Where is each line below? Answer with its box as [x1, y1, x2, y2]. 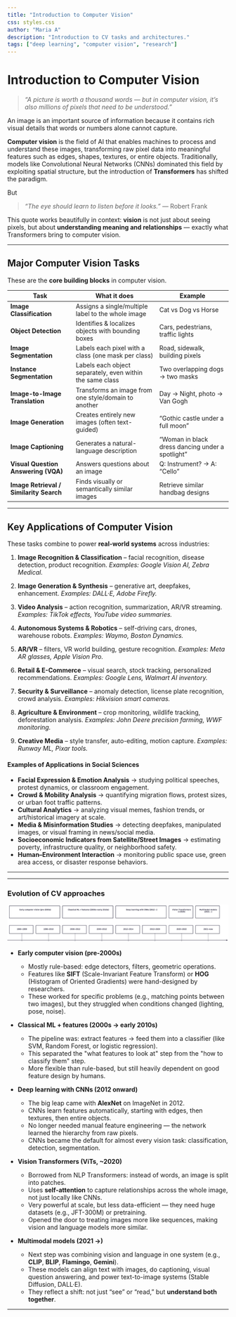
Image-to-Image [10, 390, 62, 398]
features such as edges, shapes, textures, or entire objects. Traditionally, [7, 152, 218, 161]
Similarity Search [10, 488, 62, 497]
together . [27, 1295, 56, 1304]
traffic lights [159, 330, 195, 339]
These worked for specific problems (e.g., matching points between [27, 992, 225, 1001]
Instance [10, 365, 37, 373]
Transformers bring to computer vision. [7, 230, 121, 239]
